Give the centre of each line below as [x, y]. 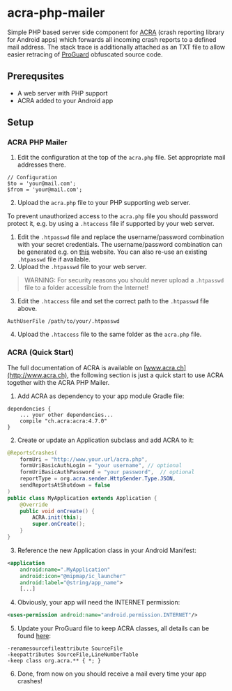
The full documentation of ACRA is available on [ [77, 367]
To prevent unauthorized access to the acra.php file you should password [113, 216]
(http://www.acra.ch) [37, 375]
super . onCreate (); [59, 524]
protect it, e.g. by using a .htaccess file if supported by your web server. [111, 224]
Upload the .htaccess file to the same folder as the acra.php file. [109, 334]
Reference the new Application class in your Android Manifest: [107, 550]
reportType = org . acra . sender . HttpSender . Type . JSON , [98, 479]
